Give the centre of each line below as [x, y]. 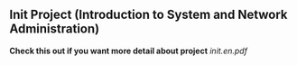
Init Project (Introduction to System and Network [148, 15]
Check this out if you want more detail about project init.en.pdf [129, 51]
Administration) [55, 29]
